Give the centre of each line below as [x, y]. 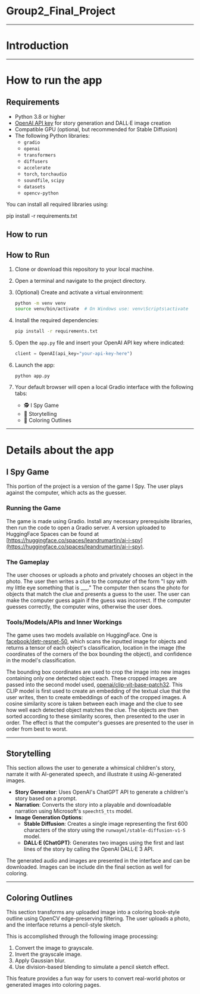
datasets [35, 187]
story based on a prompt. [46, 798]
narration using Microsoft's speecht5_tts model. [74, 811]
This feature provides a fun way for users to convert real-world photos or [96, 978]
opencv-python [41, 193]
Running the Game [34, 508]
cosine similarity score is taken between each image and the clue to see [95, 704]
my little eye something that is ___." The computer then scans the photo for [98, 588]
